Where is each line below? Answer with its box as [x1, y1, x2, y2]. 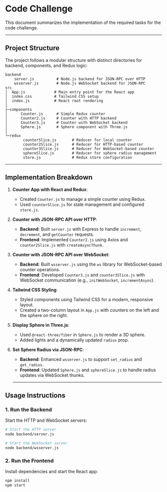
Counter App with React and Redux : [12, 186, 88, 192]
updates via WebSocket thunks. [19, 372, 85, 378]
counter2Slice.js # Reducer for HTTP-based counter [23, 142, 143, 147]
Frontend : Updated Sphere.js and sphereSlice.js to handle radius [19, 367, 156, 373]
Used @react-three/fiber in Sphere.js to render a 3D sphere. [19, 331, 146, 337]
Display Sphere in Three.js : [12, 322, 70, 328]
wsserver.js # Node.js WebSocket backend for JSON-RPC [14, 81, 146, 86]
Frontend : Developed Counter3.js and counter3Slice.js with [19, 272, 145, 278]
